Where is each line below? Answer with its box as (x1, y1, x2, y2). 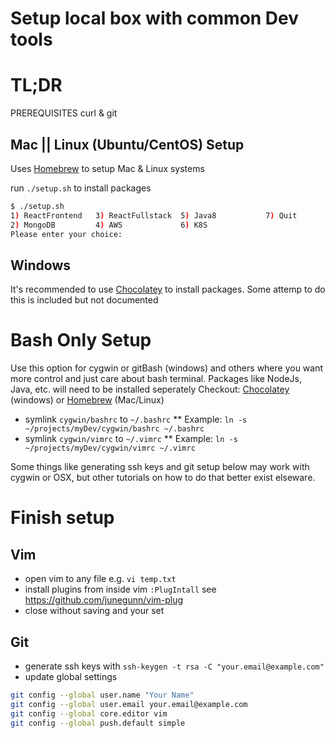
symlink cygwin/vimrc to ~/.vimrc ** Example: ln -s (24, 433, 238, 445)
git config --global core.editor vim (10, 708, 168, 719)
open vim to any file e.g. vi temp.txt (24, 573, 177, 585)
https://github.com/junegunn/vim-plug (24, 594, 184, 606)
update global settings (24, 671, 118, 682)
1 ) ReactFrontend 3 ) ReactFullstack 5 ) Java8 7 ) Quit (10, 210, 298, 221)
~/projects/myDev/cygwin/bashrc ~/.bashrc (24, 424, 205, 434)
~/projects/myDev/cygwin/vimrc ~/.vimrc (24, 443, 196, 454)
